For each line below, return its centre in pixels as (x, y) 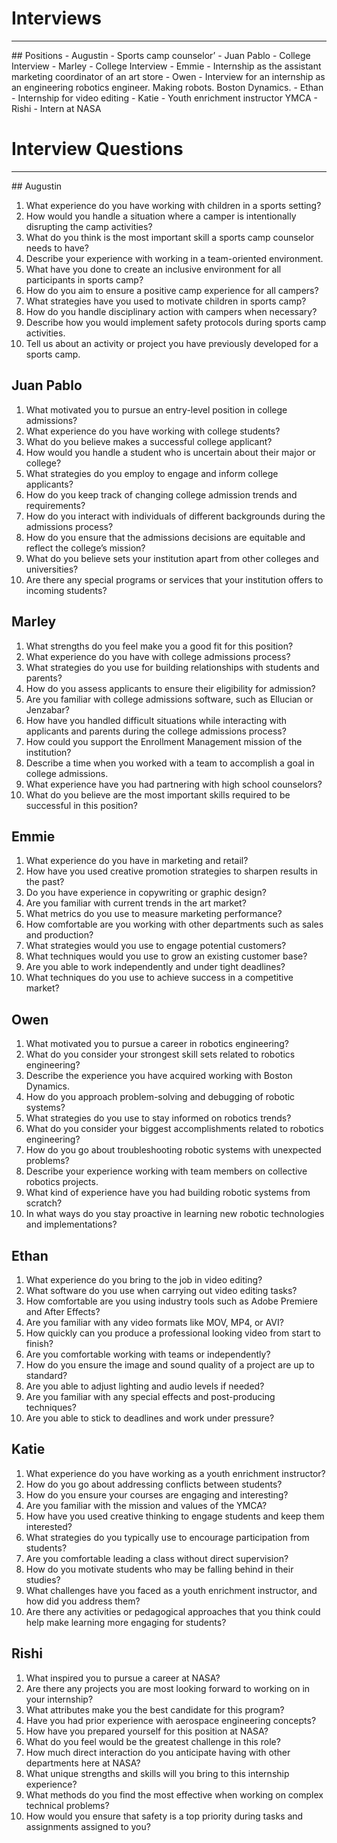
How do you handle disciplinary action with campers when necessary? (171, 311)
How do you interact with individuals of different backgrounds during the (175, 516)
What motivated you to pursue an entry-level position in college (156, 409)
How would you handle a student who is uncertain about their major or (170, 452)
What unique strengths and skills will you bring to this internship (157, 1773)
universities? (52, 569)
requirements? (55, 505)
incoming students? (66, 590)
